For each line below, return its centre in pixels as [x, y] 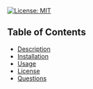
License [28, 71]
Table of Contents [47, 32]
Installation [33, 56]
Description [34, 49]
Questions [32, 78]
